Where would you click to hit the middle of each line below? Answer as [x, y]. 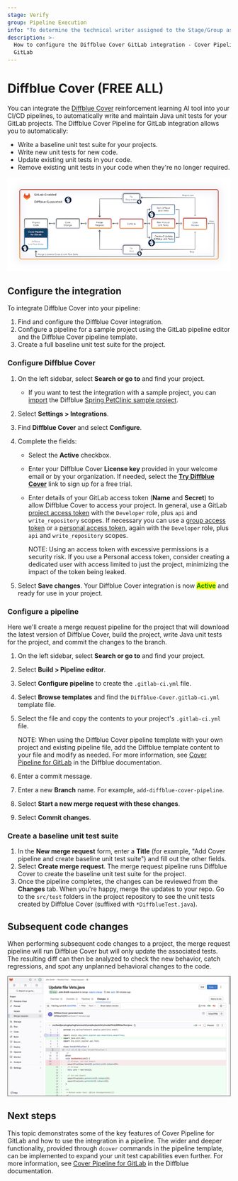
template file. [37, 705]
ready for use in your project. [60, 593]
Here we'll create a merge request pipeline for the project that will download [118, 627]
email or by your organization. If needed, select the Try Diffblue [121, 476]
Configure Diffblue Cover [51, 363]
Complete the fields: [47, 441]
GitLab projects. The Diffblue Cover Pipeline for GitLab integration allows [113, 123]
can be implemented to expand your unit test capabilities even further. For [115, 1155]
